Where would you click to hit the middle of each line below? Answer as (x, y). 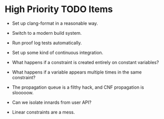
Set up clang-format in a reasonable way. (55, 23)
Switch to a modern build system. (47, 33)
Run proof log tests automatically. (47, 43)
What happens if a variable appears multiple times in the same (77, 72)
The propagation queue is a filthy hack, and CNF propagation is (78, 87)
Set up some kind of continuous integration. (58, 52)
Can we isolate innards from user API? (52, 102)
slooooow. (23, 92)
